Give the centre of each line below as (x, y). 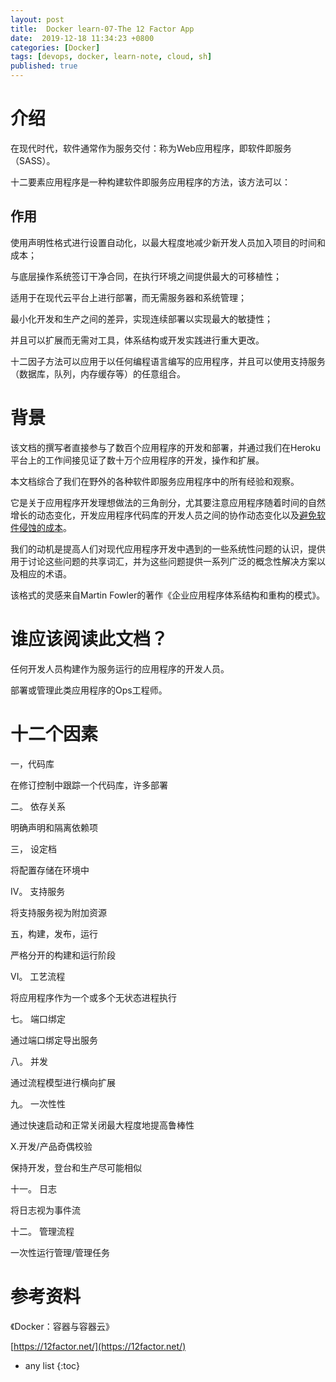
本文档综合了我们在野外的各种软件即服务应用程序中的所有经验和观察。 (155, 481)
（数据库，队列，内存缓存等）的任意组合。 (98, 373)
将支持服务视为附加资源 (58, 912)
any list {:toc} (52, 1365)
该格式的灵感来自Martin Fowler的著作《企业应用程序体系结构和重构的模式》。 (168, 595)
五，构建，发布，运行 (54, 933)
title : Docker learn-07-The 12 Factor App (102, 29)
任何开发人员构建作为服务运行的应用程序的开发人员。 (120, 668)
